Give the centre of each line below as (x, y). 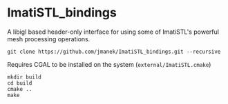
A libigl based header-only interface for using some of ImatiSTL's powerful (113, 32)
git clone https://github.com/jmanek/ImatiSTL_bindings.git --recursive (114, 52)
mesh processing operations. (49, 39)
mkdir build (24, 77)
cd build (20, 83)
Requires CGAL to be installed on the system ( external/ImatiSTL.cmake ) (109, 64)
